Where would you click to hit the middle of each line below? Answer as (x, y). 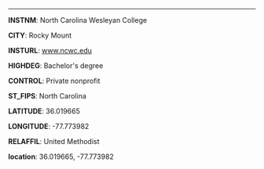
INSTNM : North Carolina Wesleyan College (78, 20)
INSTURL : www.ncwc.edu (50, 50)
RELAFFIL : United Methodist (54, 141)
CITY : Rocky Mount (40, 35)
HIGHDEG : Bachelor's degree (56, 66)
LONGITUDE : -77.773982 (49, 126)
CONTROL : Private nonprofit (54, 81)
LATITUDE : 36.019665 (44, 111)
